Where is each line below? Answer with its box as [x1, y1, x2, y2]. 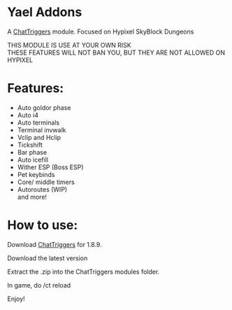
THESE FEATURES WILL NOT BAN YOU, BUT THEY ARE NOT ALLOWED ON [7, 48, 226, 57]
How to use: [7, 218, 78, 233]
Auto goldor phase [17, 103, 71, 112]
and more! [17, 192, 48, 201]
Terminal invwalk [17, 125, 66, 134]
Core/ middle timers [17, 178, 75, 186]
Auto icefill [17, 155, 49, 164]
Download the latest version [7, 253, 88, 262]
